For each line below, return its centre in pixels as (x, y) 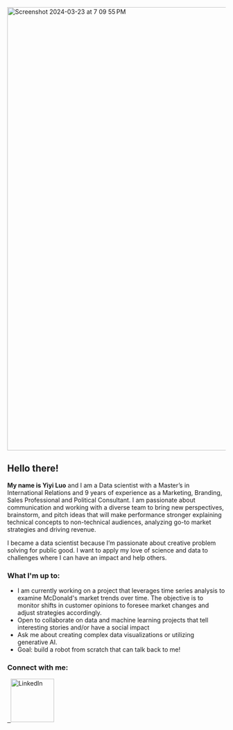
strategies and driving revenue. (52, 529)
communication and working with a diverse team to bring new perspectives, (115, 507)
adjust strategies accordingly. (59, 613)
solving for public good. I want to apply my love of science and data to (107, 550)
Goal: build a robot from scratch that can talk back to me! (99, 650)
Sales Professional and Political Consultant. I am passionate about (101, 500)
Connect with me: (38, 668)
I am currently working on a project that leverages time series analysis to (121, 591)
